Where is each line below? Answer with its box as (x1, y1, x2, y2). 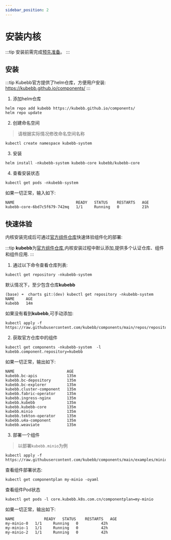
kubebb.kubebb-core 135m (5, 405, 76, 410)
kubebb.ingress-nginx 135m (5, 395, 76, 401)
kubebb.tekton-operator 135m (5, 413, 76, 419)
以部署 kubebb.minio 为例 (17, 443, 68, 449)
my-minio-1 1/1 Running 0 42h (5, 525, 108, 531)
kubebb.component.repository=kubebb (5, 349, 83, 354)
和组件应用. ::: (5, 251, 35, 258)
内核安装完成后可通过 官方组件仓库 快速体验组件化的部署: (5, 234, 123, 240)
